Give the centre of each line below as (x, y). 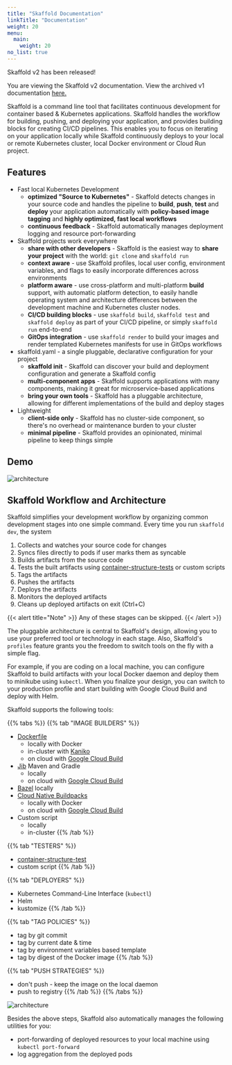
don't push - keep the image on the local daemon (88, 984)
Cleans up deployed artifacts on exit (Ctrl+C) (81, 604)
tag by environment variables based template (82, 950)
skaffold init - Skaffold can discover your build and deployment (118, 366)
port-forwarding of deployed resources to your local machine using (113, 1039)
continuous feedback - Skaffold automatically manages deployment (125, 226)
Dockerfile (32, 737)
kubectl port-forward (48, 1048)
